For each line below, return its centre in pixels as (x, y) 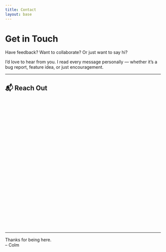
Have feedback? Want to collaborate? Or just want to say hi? (66, 52)
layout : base (19, 14)
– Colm (12, 245)
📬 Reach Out (26, 88)
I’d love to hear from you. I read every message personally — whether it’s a (81, 62)
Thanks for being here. (28, 240)
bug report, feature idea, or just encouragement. (54, 67)
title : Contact (21, 10)
